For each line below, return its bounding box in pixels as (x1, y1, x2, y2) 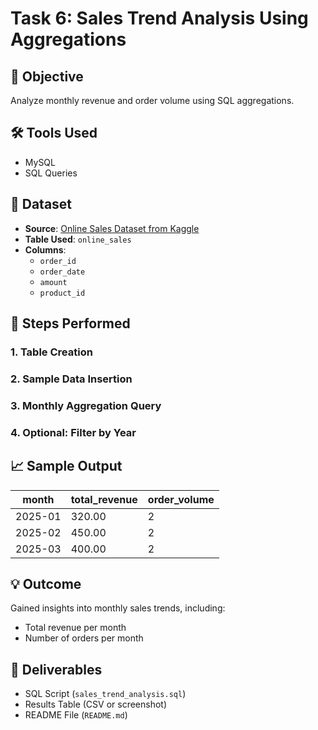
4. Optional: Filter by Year (10, 425, 137, 439)
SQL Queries (24, 167, 78, 179)
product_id (39, 288, 86, 298)
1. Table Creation (10, 345, 93, 359)
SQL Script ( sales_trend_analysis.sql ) (24, 688, 187, 700)
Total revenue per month (24, 622, 127, 634)
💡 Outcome (10, 575, 82, 592)
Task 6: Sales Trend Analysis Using (10, 7, 309, 30)
